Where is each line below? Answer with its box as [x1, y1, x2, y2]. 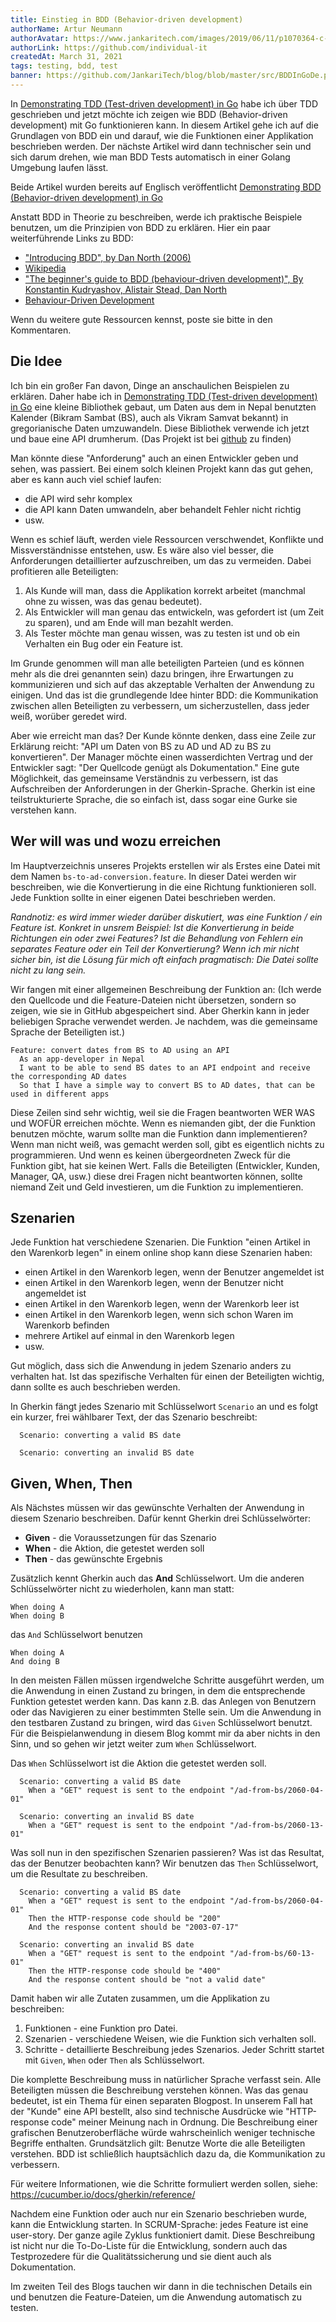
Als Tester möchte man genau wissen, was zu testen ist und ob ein [24, 627, 300, 639]
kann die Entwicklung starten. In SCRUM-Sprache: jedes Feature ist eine [10, 2219, 309, 2231]
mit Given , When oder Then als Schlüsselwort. [24, 2054, 205, 2066]
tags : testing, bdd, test [10, 61, 118, 71]
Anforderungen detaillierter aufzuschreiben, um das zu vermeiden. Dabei [10, 554, 312, 566]
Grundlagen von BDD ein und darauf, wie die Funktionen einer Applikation [10, 129, 314, 141]
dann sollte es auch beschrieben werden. [10, 1381, 181, 1393]
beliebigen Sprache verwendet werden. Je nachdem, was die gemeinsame [10, 1015, 318, 1027]
